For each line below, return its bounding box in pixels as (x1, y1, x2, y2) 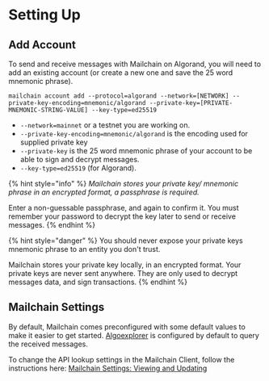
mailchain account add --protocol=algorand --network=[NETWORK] (8, 92, 229, 100)
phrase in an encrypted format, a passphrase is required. (8, 187, 200, 197)
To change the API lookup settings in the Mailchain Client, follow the (8, 354, 235, 364)
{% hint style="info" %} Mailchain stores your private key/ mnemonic (8, 179, 239, 188)
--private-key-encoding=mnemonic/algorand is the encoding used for (19, 129, 249, 138)
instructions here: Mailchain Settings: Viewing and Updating (8, 363, 208, 373)
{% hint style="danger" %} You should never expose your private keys (8, 236, 244, 245)
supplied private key (19, 137, 88, 147)
